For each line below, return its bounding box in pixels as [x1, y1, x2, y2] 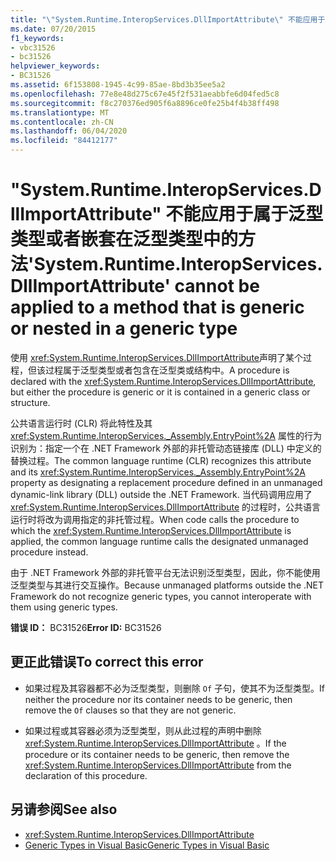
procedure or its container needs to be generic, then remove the [24, 748, 290, 760]
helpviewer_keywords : [10, 61, 101, 71]
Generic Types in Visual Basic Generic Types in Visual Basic [24, 839, 270, 851]
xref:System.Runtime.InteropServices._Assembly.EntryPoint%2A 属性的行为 [10, 429, 322, 441]
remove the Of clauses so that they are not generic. [24, 704, 237, 716]
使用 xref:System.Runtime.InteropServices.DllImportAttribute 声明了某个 [10, 351, 303, 363]
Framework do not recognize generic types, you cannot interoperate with [10, 590, 312, 602]
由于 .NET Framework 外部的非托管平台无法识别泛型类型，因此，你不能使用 [10, 566, 321, 578]
